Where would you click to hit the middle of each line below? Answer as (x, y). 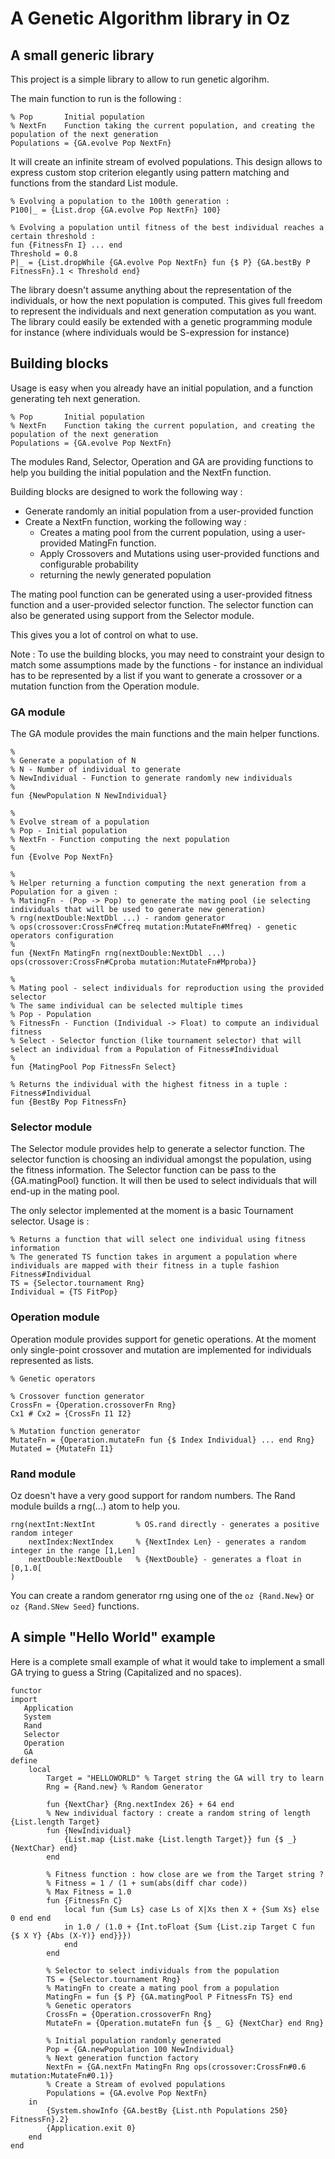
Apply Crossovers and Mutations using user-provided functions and (179, 553)
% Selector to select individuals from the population (163, 1970)
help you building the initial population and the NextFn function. (141, 472)
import (24, 1699)
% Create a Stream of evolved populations (136, 2084)
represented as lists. (52, 1360)
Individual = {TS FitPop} (64, 1292)
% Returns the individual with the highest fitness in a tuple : (149, 1085)
